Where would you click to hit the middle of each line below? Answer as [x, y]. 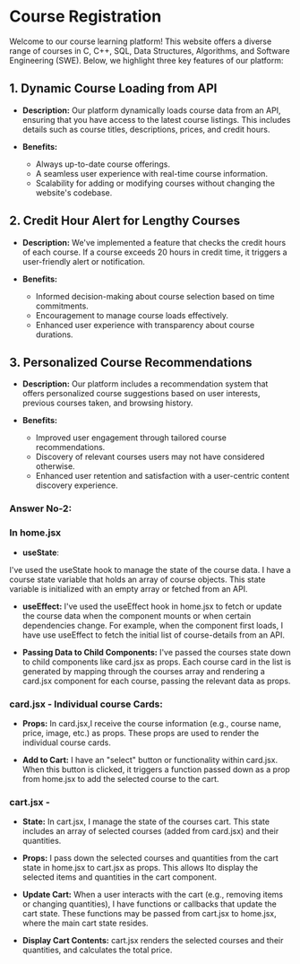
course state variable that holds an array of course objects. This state [137, 579]
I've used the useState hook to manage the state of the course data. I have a [150, 569]
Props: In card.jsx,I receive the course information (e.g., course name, [152, 723]
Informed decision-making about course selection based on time [155, 296]
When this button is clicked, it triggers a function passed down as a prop [156, 769]
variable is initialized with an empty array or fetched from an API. [129, 588]
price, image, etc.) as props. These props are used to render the [141, 733]
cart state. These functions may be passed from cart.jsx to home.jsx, [149, 914]
